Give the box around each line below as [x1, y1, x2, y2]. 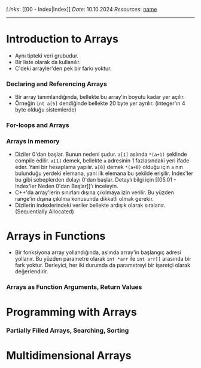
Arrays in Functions [6, 229, 106, 243]
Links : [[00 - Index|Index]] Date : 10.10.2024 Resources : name [6, 6, 157, 13]
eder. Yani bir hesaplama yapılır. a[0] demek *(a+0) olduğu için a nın [14, 164, 184, 171]
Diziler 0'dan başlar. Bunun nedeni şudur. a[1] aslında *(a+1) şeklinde [14, 150, 187, 158]
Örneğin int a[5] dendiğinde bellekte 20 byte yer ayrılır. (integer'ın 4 [14, 99, 185, 107]
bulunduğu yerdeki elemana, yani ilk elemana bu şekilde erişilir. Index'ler [14, 170, 193, 177]
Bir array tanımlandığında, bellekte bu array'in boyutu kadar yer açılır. [14, 93, 185, 101]
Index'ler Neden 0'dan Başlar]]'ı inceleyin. [14, 183, 118, 190]
